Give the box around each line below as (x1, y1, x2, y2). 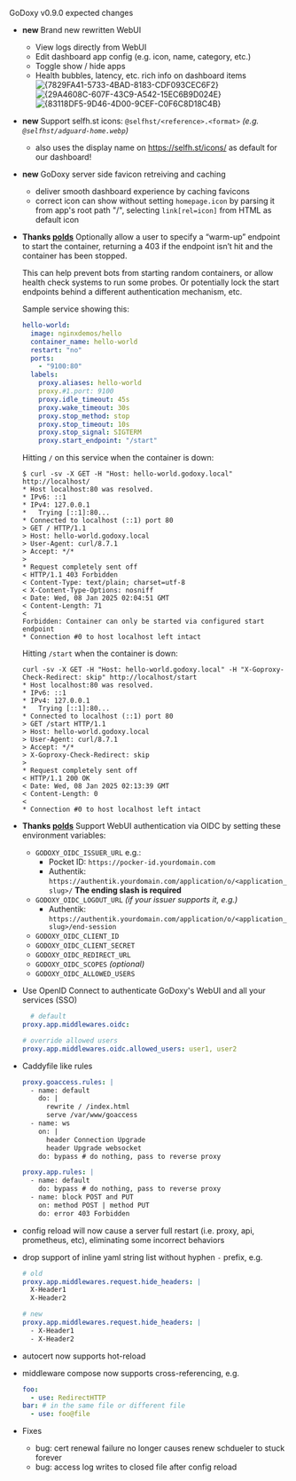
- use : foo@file (30, 1410, 90, 1419)
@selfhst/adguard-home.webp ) (21, 125, 129, 136)
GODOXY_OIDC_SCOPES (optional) (35, 958, 145, 970)
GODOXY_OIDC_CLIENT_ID (35, 932, 120, 941)
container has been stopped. (21, 250, 128, 261)
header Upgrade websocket (45, 1144, 142, 1153)
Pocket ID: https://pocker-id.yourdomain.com (48, 856, 215, 868)
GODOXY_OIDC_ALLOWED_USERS (35, 970, 136, 979)
